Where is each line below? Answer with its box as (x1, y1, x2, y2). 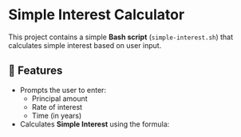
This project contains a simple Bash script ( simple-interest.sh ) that (8, 32, 234, 42)
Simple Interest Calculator (8, 6, 185, 24)
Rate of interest (31, 102, 82, 111)
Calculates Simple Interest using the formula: (19, 119, 170, 129)
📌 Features (8, 64, 63, 78)
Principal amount (31, 94, 88, 103)
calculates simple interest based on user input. (8, 40, 162, 50)
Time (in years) (31, 111, 82, 120)
